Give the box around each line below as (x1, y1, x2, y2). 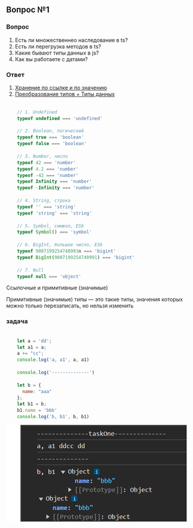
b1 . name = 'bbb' (17, 408, 58, 414)
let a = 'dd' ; (17, 338, 52, 344)
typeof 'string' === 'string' (17, 210, 93, 216)
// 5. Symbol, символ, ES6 (17, 223, 84, 229)
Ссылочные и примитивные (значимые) (6, 284, 109, 291)
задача (6, 317, 28, 325)
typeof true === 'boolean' (17, 134, 84, 140)
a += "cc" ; (17, 351, 44, 357)
